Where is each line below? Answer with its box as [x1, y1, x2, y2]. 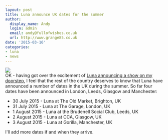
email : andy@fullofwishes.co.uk [10, 30, 78, 35]
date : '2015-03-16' [5, 40, 46, 45]
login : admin [10, 26, 37, 31]
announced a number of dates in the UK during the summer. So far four [5, 83, 152, 89]
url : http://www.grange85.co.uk [10, 35, 78, 40]
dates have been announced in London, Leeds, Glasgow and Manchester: [5, 88, 158, 94]
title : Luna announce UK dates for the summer [5, 12, 104, 17]
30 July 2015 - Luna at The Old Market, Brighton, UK [12, 98, 121, 104]
